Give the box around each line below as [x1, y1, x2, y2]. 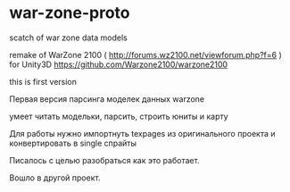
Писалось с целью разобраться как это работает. [9, 154, 200, 165]
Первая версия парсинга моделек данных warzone [9, 93, 205, 104]
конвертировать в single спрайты [9, 138, 137, 148]
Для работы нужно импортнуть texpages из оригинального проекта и [9, 128, 276, 138]
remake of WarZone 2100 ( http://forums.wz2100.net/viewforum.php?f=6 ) [9, 49, 283, 60]
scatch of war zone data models [9, 32, 128, 43]
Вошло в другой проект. [9, 172, 101, 183]
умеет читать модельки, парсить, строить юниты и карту [9, 111, 229, 121]
